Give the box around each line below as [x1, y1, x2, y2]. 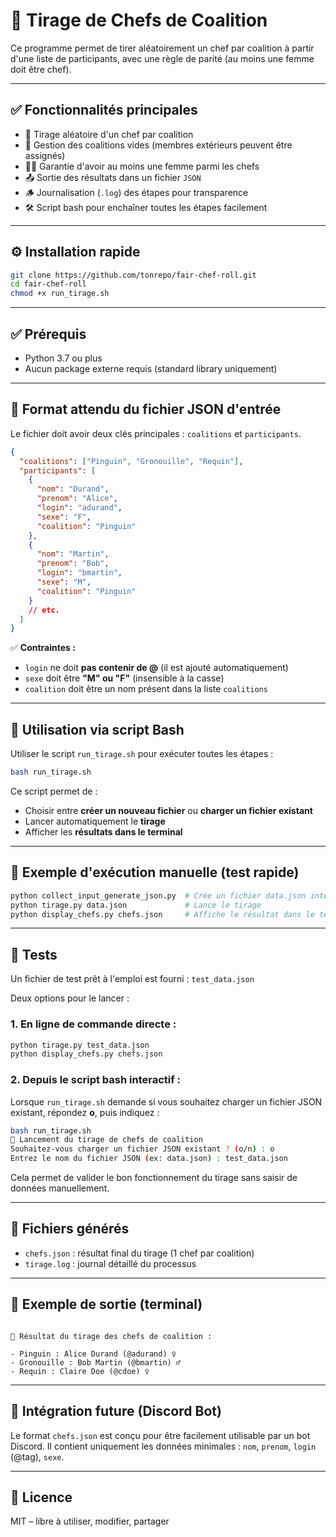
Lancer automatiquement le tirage [24, 815, 166, 827]
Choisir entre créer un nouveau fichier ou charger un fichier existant [24, 805, 313, 816]
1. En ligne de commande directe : [10, 1017, 177, 1031]
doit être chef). [10, 63, 72, 75]
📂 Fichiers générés [10, 1220, 130, 1238]
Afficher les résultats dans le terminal [24, 826, 183, 838]
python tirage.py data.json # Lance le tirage [10, 900, 262, 910]
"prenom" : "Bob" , [36, 559, 110, 569]
